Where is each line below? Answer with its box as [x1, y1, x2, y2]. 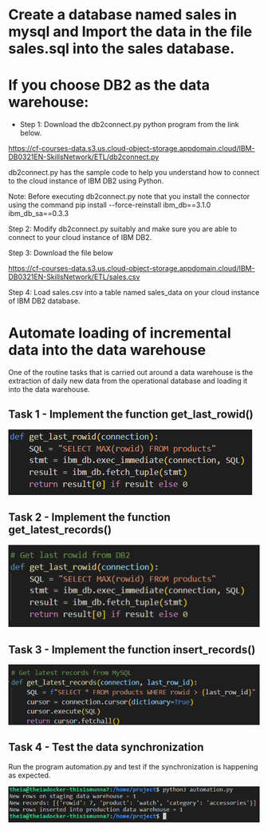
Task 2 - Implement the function [8, 510, 171, 525]
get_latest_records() [8, 523, 112, 537]
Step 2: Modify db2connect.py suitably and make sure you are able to [8, 224, 238, 234]
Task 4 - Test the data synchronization [8, 741, 204, 754]
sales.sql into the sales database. [8, 40, 235, 58]
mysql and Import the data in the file [8, 22, 253, 41]
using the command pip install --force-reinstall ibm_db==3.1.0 [8, 200, 211, 210]
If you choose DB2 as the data [8, 76, 210, 94]
